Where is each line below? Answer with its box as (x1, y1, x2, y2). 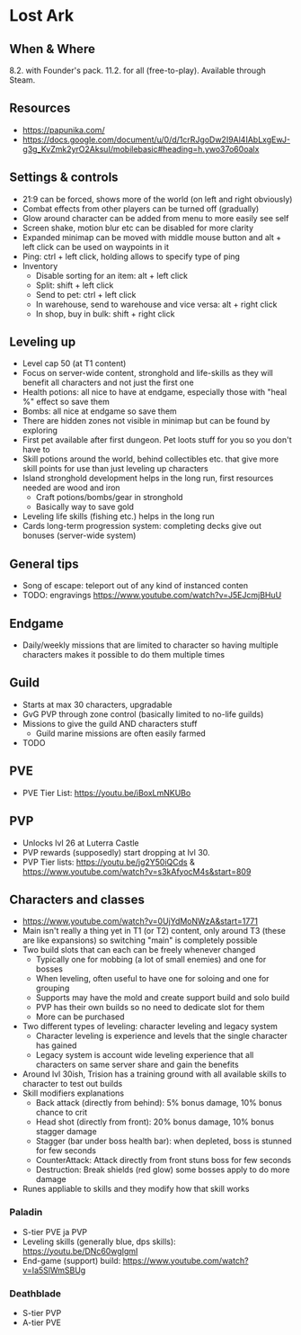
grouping (35, 982, 70, 994)
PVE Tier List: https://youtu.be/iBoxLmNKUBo (22, 787, 191, 798)
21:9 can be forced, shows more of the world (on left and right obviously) (22, 193, 293, 204)
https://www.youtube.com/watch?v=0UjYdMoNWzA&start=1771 (22, 916, 259, 927)
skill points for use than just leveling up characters (22, 463, 208, 474)
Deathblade (9, 1287, 61, 1300)
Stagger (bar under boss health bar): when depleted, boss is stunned (35, 1135, 292, 1147)
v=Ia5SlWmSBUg (22, 1265, 86, 1276)
